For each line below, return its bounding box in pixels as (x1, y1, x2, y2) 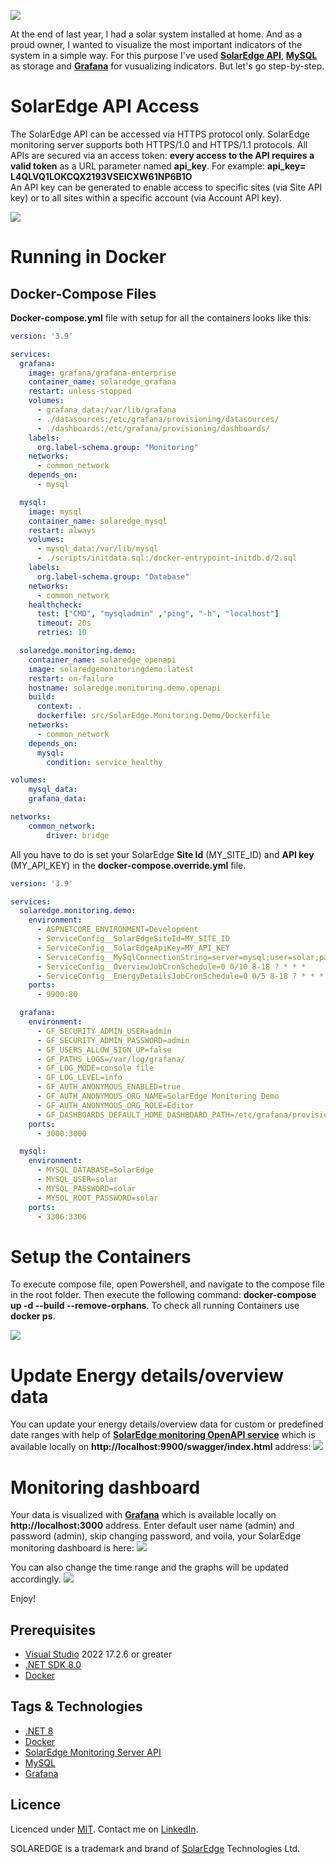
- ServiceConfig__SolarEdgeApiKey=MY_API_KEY (36, 943, 230, 953)
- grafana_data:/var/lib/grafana (36, 405, 177, 415)
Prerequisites (10, 1621, 96, 1639)
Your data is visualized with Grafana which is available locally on (10, 1509, 277, 1521)
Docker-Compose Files (10, 285, 157, 302)
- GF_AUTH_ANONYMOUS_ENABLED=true (36, 1082, 182, 1092)
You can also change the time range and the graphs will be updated (10, 1561, 289, 1574)
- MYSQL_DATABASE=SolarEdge (36, 1165, 155, 1175)
